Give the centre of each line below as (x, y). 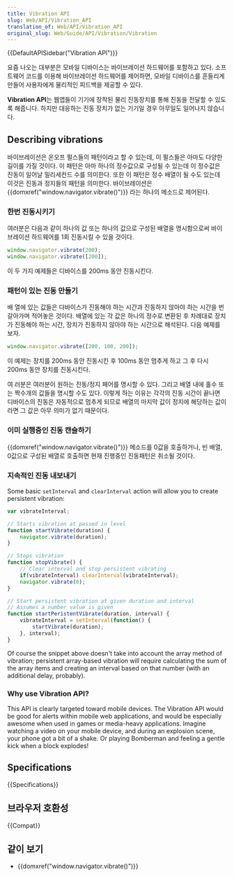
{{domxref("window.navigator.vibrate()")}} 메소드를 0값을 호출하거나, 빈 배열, (115, 447)
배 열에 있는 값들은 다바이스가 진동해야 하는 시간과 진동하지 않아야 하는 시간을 (112, 307)
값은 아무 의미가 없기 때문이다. (68, 411)
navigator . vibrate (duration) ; (64, 537)
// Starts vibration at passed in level (67, 524)
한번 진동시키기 (31, 211)
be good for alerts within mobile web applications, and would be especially (115, 716)
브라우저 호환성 (38, 808)
